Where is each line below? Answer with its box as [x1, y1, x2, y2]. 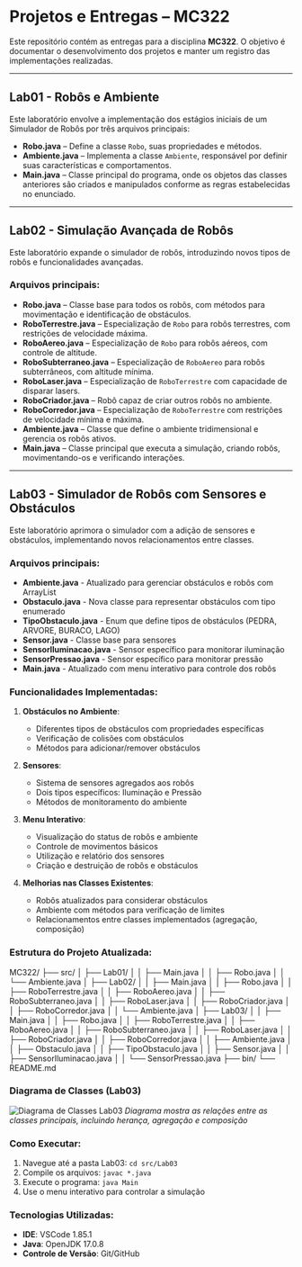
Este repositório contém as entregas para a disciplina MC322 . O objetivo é [9, 36, 286, 47]
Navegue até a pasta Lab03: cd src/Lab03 [22, 1158, 178, 1169]
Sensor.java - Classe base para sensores [22, 634, 177, 645]
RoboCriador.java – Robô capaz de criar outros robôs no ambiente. [22, 394, 272, 406]
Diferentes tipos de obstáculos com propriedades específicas [35, 723, 264, 734]
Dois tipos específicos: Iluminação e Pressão [35, 787, 202, 798]
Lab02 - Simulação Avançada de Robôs [9, 223, 234, 238]
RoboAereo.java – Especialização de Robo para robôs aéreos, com [22, 337, 268, 348]
